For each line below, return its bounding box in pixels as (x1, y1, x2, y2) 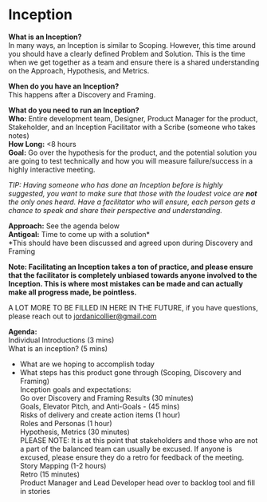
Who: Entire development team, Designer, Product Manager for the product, (8, 113, 258, 123)
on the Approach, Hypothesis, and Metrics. (8, 65, 150, 75)
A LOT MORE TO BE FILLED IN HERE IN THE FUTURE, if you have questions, (8, 302, 258, 312)
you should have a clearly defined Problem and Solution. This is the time (8, 49, 245, 58)
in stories (19, 486, 50, 496)
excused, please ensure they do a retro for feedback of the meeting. (19, 453, 245, 462)
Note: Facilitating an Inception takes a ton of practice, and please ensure (8, 262, 253, 271)
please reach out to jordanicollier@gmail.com (8, 311, 157, 321)
